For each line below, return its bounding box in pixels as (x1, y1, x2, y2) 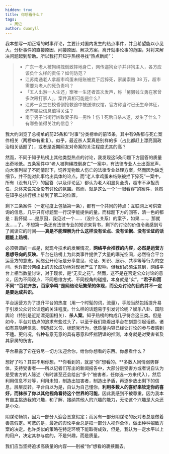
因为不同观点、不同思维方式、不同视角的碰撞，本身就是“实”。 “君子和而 (14, 276, 161, 282)
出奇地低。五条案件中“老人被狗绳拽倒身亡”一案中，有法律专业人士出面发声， (5, 161, 163, 167)
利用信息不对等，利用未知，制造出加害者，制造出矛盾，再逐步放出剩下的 (5, 378, 155, 384)
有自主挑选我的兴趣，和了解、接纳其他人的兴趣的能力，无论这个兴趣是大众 (5, 397, 159, 403)
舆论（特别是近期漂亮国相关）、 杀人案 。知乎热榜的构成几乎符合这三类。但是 (5, 313, 162, 319)
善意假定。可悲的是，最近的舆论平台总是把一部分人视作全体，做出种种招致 (5, 420, 159, 426)
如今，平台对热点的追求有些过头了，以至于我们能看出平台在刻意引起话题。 (5, 319, 159, 325)
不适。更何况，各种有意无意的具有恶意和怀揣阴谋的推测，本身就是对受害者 (5, 331, 159, 337)
